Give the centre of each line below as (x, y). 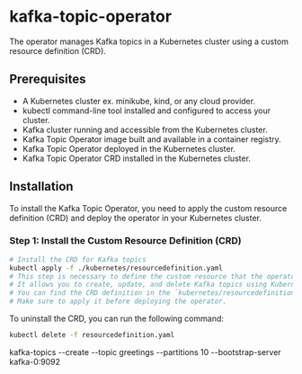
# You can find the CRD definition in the (90, 293)
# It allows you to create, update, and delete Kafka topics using (138, 285)
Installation (41, 187)
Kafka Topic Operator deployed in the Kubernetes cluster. (129, 148)
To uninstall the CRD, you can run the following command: (117, 319)
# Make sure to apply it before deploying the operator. (118, 302)
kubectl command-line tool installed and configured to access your (147, 111)
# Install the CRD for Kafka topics (78, 259)
